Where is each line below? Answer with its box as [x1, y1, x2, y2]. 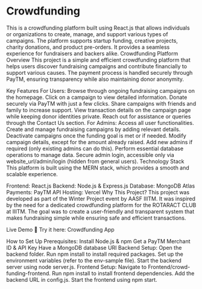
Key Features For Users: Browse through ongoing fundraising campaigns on [6, 87, 195, 94]
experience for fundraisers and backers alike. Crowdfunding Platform [6, 49, 178, 57]
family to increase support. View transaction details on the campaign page [6, 106, 191, 113]
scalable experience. [6, 170, 58, 177]
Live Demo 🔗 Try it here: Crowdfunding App [6, 226, 115, 233]
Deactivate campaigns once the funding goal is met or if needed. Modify [6, 132, 187, 139]
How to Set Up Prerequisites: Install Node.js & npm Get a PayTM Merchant [6, 237, 191, 245]
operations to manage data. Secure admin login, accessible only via [6, 151, 175, 158]
